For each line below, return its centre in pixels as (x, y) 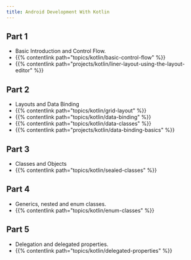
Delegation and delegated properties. (62, 244)
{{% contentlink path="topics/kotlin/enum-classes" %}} (85, 210)
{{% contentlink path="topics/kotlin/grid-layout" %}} (81, 111)
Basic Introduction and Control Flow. (60, 51)
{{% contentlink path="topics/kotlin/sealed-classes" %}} (86, 170)
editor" (24, 70)
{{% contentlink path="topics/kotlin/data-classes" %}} (83, 124)
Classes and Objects (41, 164)
